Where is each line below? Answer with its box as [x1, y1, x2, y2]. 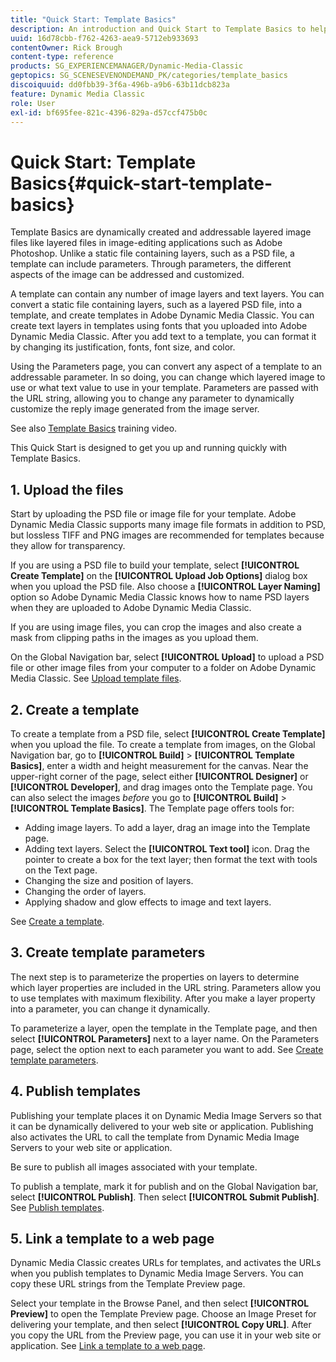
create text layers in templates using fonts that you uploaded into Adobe [10, 320, 308, 332]
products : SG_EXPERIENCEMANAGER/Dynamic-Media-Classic [10, 61, 244, 71]
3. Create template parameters [10, 944, 206, 961]
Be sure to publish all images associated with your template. [10, 1161, 258, 1173]
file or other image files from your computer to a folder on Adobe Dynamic [10, 662, 317, 674]
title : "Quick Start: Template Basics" [10, 14, 177, 25]
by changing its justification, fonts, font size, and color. [10, 341, 236, 353]
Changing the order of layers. [24, 885, 147, 897]
